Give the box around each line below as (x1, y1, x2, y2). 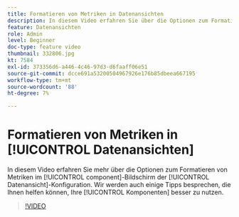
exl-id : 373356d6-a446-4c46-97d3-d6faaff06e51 (7, 63, 148, 70)
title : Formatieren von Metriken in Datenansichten (7, 10, 164, 18)
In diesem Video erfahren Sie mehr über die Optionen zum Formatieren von (7, 165, 228, 174)
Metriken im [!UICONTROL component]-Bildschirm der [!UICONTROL (7, 173, 210, 181)
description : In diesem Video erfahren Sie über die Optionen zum (7, 17, 208, 24)
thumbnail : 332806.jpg (7, 51, 75, 58)
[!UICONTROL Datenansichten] (7, 142, 194, 158)
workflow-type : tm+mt (7, 76, 72, 84)
